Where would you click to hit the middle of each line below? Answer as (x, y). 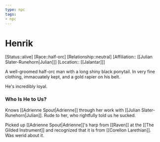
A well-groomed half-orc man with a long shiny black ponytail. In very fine (80, 71)
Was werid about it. (25, 135)
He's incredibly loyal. (26, 86)
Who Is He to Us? (26, 99)
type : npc (15, 10)
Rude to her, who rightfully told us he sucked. (90, 115)
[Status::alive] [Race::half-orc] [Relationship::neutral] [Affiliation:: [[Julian (79, 57)
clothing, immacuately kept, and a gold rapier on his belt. (63, 77)
